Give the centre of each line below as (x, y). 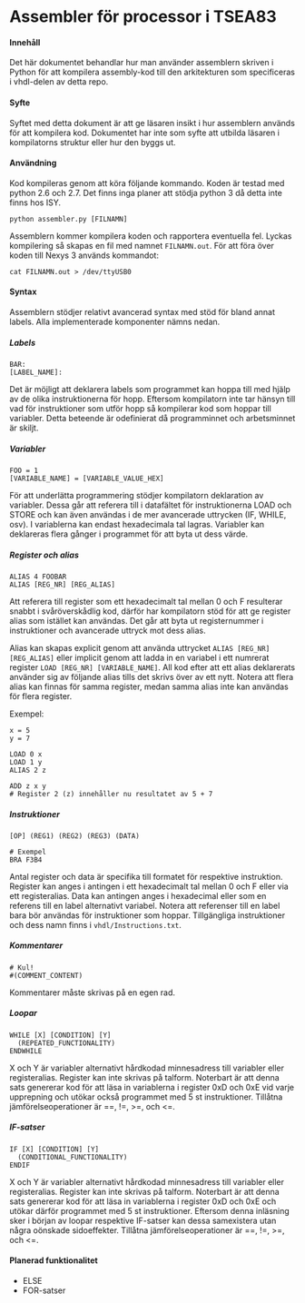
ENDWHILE (26, 1051)
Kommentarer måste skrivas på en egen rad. (92, 992)
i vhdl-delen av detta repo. (59, 82)
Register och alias (44, 555)
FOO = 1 (24, 470)
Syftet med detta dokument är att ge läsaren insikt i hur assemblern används (152, 123)
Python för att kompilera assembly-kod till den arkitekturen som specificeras (152, 72)
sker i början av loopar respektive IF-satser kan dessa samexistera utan (143, 1220)
